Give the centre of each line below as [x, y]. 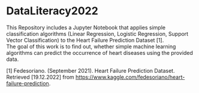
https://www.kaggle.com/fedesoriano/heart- [130, 77]
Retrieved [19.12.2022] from [40, 77]
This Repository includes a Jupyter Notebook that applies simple [86, 27]
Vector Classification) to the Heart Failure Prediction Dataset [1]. [85, 40]
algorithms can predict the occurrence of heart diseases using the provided [100, 52]
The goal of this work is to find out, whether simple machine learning [91, 46]
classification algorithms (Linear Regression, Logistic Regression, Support [97, 33]
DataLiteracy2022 [52, 11]
